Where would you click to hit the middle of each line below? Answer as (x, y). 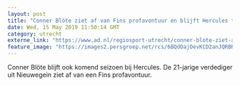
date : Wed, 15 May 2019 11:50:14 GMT (64, 27)
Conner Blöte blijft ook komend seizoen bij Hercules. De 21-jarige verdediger (120, 67)
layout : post (27, 14)
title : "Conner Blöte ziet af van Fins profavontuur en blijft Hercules (118, 21)
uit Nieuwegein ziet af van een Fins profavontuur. (80, 75)
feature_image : (30, 47)
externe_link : (29, 41)
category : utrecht (35, 34)
